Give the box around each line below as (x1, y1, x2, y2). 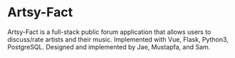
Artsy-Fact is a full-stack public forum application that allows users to (7, 28, 211, 36)
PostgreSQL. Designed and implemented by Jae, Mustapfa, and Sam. (7, 42, 211, 51)
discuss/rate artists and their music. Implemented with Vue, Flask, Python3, (7, 35, 229, 43)
